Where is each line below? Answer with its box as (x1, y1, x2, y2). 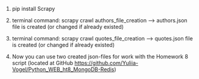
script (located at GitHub (11, 60, 74, 66)
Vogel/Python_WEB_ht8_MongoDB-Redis (11, 66, 115, 73)
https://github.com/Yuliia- (74, 60, 139, 66)
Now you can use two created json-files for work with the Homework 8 (11, 53, 189, 60)
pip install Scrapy (11, 5, 55, 12)
